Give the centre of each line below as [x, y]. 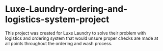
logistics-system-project [57, 19]
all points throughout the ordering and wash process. [59, 43]
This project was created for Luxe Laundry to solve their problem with [76, 33]
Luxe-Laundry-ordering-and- [66, 9]
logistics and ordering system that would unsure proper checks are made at [82, 38]
